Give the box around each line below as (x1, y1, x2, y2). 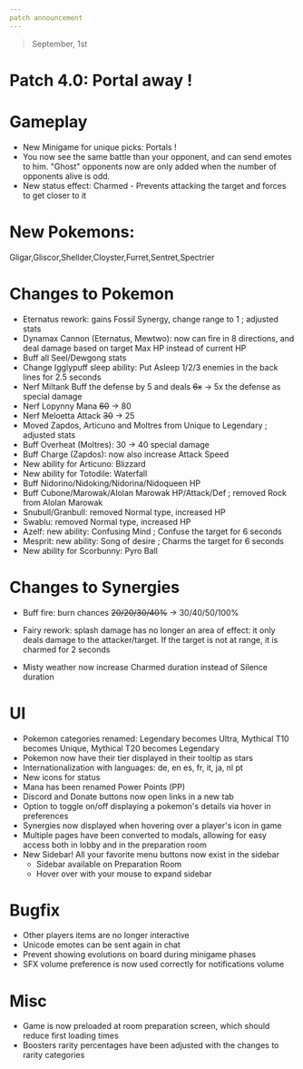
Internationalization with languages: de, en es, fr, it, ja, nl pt (22, 762, 243, 773)
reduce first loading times (22, 1030, 120, 1041)
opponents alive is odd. (22, 170, 111, 182)
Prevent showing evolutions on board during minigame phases (22, 949, 257, 960)
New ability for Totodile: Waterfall (22, 468, 148, 479)
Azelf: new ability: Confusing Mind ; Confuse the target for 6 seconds (22, 526, 283, 537)
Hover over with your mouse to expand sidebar (35, 868, 212, 879)
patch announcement (9, 13, 83, 23)
